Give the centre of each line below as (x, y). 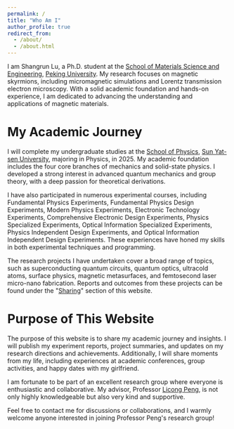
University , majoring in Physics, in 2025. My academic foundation (114, 159)
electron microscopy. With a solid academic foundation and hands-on (108, 89)
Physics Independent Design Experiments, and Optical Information (103, 232)
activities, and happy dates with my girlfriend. (73, 368)
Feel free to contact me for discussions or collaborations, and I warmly (110, 410)
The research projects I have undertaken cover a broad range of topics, (111, 260)
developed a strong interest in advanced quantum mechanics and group (112, 173)
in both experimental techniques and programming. (82, 247)
